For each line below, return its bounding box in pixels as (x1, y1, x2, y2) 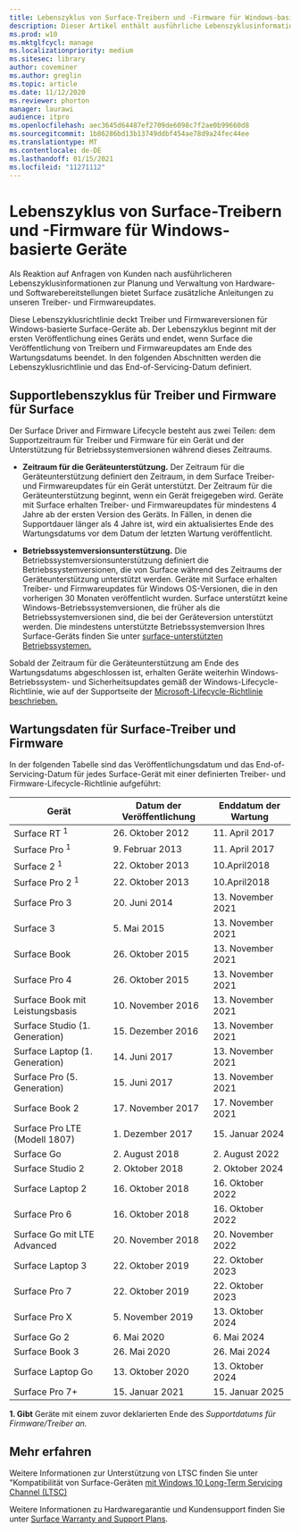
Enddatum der (218, 799, 281, 811)
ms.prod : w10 (9, 29, 58, 38)
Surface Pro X (13, 1311, 73, 1323)
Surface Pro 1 (13, 842, 71, 856)
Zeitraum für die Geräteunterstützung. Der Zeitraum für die (21, 462, 246, 473)
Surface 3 (13, 922, 55, 934)
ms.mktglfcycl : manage (9, 38, 94, 47)
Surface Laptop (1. (13, 1045, 93, 1058)
